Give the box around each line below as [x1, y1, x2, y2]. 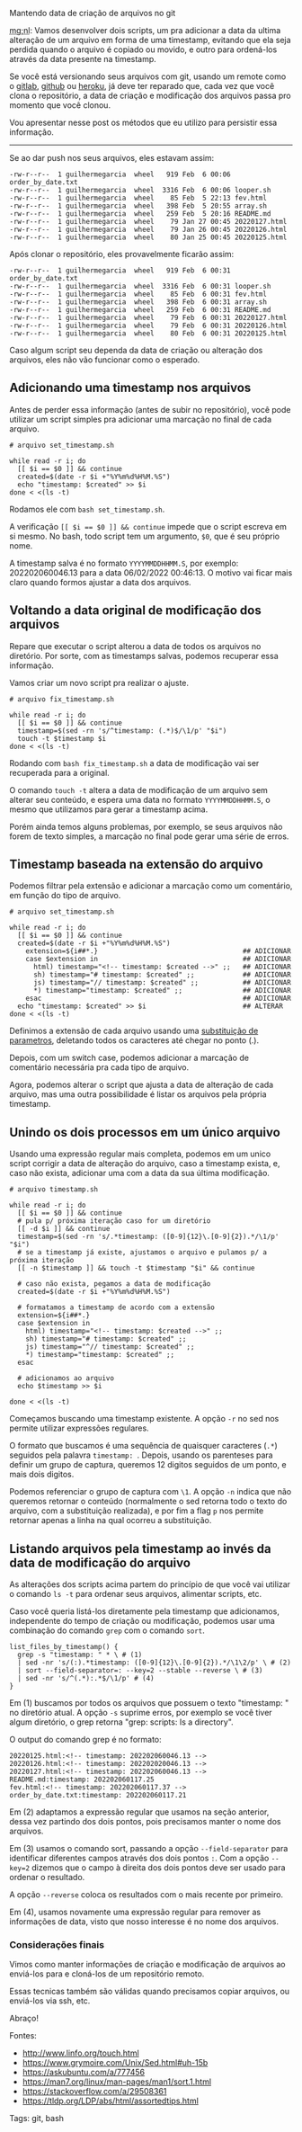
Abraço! [9, 2013, 39, 2024]
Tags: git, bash [9, 2113, 65, 2124]
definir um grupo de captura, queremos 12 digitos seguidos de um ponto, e [9, 1459, 287, 1470]
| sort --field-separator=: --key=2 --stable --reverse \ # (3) [17, 1666, 263, 1675]
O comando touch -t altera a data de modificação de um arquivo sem [9, 784, 268, 795]
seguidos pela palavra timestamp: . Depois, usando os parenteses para [9, 1450, 273, 1460]
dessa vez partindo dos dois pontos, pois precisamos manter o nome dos [9, 1816, 281, 1827]
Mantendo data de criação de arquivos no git [9, 8, 176, 18]
